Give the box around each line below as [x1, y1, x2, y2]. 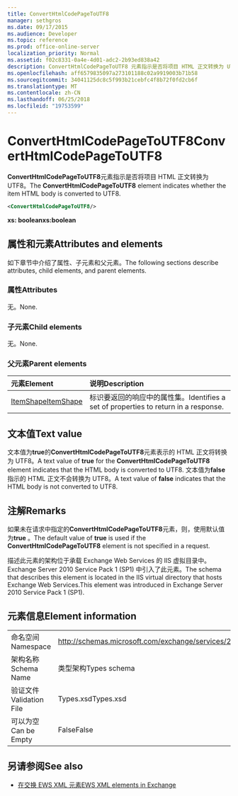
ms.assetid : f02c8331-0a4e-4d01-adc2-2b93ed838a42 [7, 57, 160, 64]
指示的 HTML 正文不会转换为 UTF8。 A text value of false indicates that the [7, 474, 226, 483]
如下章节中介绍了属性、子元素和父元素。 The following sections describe [7, 258, 219, 266]
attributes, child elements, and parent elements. [7, 266, 147, 275]
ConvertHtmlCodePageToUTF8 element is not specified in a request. [7, 542, 210, 550]
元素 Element [11, 379, 54, 389]
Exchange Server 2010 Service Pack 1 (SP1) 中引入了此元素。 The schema [7, 565, 222, 574]
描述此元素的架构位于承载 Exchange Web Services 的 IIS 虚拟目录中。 [7, 557, 211, 565]
